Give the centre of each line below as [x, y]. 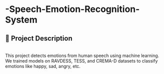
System [21, 20]
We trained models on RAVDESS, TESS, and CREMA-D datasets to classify [82, 61]
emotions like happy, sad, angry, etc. [43, 66]
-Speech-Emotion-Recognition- [73, 9]
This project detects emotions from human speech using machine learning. [82, 55]
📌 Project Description [39, 38]
